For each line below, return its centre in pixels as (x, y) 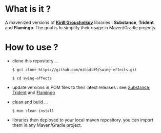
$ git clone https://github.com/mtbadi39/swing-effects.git (74, 70)
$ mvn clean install (33, 111)
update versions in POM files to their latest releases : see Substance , (81, 87)
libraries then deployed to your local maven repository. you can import (83, 120)
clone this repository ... (35, 61)
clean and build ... (30, 102)
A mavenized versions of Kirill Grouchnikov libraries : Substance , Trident (80, 22)
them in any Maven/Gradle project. (47, 125)
